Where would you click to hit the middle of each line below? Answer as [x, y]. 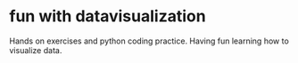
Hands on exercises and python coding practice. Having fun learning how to [149, 41]
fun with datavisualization [108, 16]
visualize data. [36, 50]
